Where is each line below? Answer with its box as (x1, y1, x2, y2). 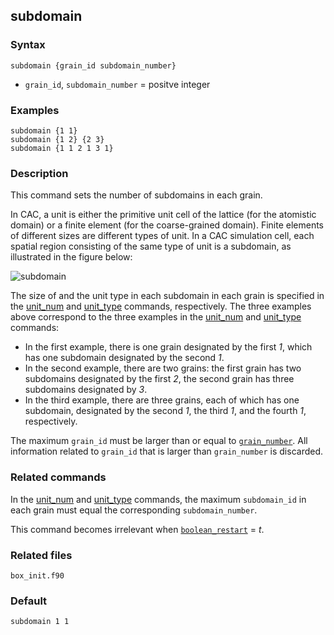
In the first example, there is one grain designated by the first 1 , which (24, 341, 313, 353)
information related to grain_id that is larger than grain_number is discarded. (10, 445, 324, 458)
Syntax (10, 38, 46, 52)
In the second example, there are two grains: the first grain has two (24, 362, 302, 374)
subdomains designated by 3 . (24, 384, 148, 396)
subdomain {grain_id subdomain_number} (10, 60, 177, 71)
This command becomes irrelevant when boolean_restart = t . (10, 523, 265, 535)
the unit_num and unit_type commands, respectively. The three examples (10, 300, 312, 313)
